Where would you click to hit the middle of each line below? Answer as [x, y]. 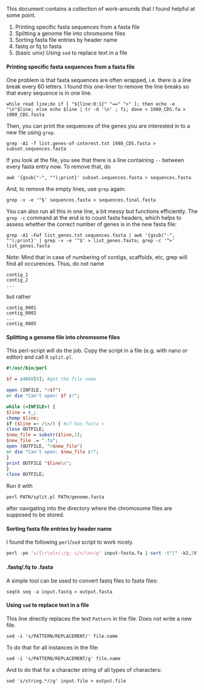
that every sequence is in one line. [49, 93]
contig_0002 [21, 313]
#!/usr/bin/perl [27, 368]
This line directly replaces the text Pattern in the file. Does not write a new [99, 618]
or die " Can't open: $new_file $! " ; [53, 452]
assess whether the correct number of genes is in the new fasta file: [92, 225]
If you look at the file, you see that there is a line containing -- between [95, 160]
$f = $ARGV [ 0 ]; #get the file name [51, 379]
